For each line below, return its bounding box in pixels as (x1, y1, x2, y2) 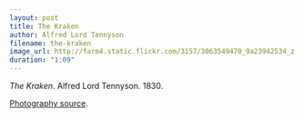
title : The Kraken (9, 22, 79, 31)
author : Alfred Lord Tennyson (9, 30, 125, 39)
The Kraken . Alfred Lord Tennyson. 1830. (9, 81, 164, 91)
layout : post (9, 13, 59, 23)
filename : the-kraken (9, 38, 92, 48)
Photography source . (9, 98, 88, 109)
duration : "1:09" (9, 55, 76, 64)
